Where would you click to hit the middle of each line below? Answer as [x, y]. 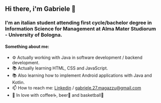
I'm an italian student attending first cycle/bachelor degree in [79, 23]
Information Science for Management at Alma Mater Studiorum [80, 29]
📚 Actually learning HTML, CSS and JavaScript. [60, 68]
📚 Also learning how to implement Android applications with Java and [82, 75]
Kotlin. [18, 82]
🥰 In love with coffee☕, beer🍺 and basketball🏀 [58, 95]
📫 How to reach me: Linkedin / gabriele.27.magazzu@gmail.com [76, 87]
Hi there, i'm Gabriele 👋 [40, 9]
